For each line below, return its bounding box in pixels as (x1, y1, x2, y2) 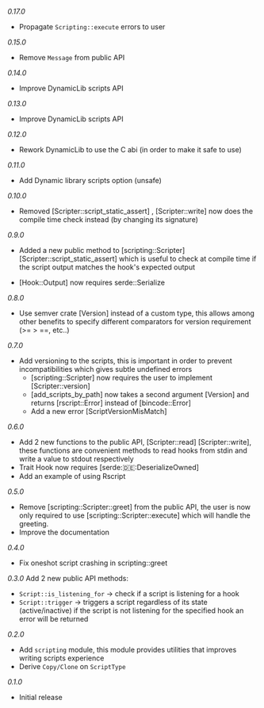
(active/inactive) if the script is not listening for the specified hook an (18, 606, 244, 615)
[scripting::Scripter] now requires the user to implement (30, 373, 213, 382)
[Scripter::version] (30, 381, 90, 391)
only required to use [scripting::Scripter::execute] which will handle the (18, 511, 251, 520)
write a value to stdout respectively (18, 454, 134, 463)
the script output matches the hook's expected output (18, 262, 196, 272)
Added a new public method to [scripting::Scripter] (18, 246, 186, 254)
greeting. (18, 519, 49, 528)
